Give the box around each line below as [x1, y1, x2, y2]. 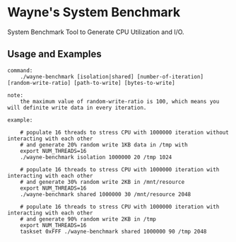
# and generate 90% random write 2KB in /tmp [20, 215, 157, 223]
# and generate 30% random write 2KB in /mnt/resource [20, 178, 185, 185]
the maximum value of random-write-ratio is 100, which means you [20, 98, 220, 105]
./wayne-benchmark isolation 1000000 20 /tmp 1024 [20, 154, 172, 161]
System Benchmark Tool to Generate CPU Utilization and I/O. [7, 28, 185, 36]
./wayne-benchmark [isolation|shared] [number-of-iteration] [20, 73, 203, 80]
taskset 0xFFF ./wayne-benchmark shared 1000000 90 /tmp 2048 [20, 228, 207, 235]
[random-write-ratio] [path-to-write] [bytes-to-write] [7, 79, 175, 86]
